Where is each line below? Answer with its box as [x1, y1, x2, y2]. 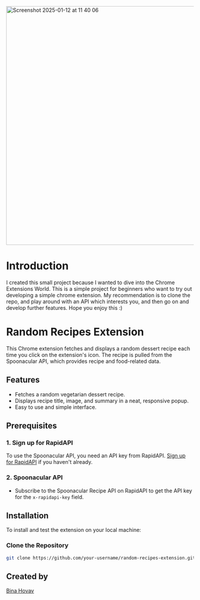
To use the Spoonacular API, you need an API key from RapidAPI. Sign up [6, 452, 186, 459]
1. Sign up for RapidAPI [6, 439, 73, 447]
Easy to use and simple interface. [14, 403, 97, 411]
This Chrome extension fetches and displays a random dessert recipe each [6, 344, 190, 352]
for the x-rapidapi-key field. [14, 493, 85, 500]
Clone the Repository [6, 541, 69, 550]
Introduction [6, 259, 69, 273]
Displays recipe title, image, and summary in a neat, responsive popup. [14, 397, 189, 404]
